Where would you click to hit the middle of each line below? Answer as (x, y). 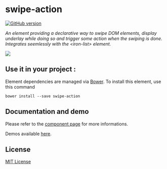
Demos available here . (28, 134)
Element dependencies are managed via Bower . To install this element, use (83, 81)
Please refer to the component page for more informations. (67, 124)
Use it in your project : (40, 69)
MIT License (18, 162)
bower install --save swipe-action (43, 96)
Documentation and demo (47, 112)
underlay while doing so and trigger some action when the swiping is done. (84, 38)
